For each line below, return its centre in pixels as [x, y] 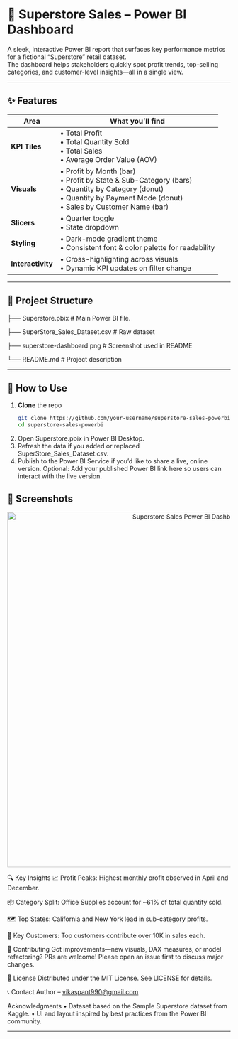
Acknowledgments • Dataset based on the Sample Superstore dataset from [118, 1006]
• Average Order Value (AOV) [108, 159]
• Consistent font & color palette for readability [137, 247]
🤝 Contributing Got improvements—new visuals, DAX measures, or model [114, 949]
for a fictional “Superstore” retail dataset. [67, 57]
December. [23, 888]
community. [24, 1021]
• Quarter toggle [87, 218]
